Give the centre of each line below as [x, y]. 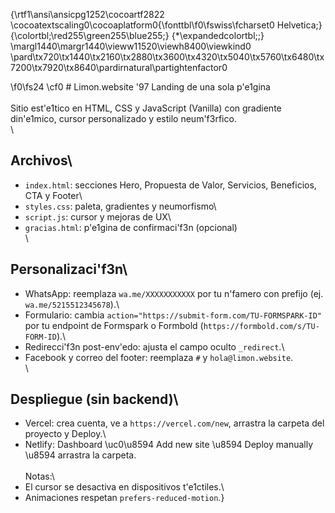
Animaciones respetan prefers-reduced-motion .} [124, 498]
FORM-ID [40, 337]
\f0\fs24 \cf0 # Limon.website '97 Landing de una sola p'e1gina [140, 87]
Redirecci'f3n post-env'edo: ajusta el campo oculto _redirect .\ [154, 346]
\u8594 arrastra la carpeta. [80, 455]
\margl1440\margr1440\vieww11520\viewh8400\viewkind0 [131, 46]
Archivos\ [41, 160]
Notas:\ [39, 476]
